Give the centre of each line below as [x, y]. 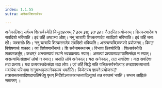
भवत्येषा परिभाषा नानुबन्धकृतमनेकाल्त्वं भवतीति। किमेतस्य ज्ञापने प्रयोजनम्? [61, 70]
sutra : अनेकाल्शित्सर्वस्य [24, 14]
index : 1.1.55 [19, 9]
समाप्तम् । [13, 80]
